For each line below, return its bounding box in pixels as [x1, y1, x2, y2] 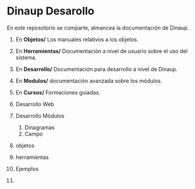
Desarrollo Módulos [15, 112, 65, 119]
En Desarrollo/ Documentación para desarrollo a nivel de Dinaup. [15, 65, 178, 73]
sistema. [15, 54, 37, 61]
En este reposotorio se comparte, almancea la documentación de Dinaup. [7, 24, 189, 31]
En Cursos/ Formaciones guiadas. [15, 88, 101, 96]
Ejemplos [15, 165, 39, 172]
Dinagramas [24, 123, 55, 131]
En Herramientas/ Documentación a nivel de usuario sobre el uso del [15, 47, 188, 55]
